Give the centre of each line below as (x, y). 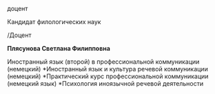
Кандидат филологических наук (54, 22)
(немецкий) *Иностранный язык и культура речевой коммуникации (107, 69)
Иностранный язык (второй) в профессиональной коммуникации (103, 62)
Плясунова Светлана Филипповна (59, 48)
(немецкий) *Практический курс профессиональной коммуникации (108, 76)
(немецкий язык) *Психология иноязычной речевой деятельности (105, 83)
